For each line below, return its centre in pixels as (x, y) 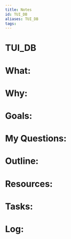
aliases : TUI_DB (22, 19)
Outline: (22, 161)
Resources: (29, 184)
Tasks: (19, 206)
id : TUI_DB (16, 14)
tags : (11, 24)
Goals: (19, 116)
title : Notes (18, 10)
